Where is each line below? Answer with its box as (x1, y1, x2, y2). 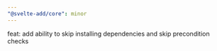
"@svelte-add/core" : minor (7, 10, 87, 17)
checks (7, 36, 29, 45)
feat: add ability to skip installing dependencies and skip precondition (7, 29, 211, 38)
